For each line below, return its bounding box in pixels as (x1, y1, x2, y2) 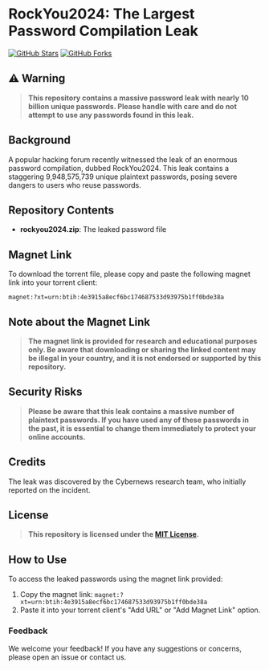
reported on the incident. (8, 485, 91, 494)
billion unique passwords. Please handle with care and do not (27, 101, 237, 111)
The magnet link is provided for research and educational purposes (27, 336, 258, 346)
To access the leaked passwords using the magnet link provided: (8, 575, 223, 584)
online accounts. (27, 432, 86, 441)
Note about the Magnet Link (8, 315, 151, 329)
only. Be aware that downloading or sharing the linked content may (27, 345, 256, 354)
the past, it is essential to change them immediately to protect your (27, 423, 257, 433)
